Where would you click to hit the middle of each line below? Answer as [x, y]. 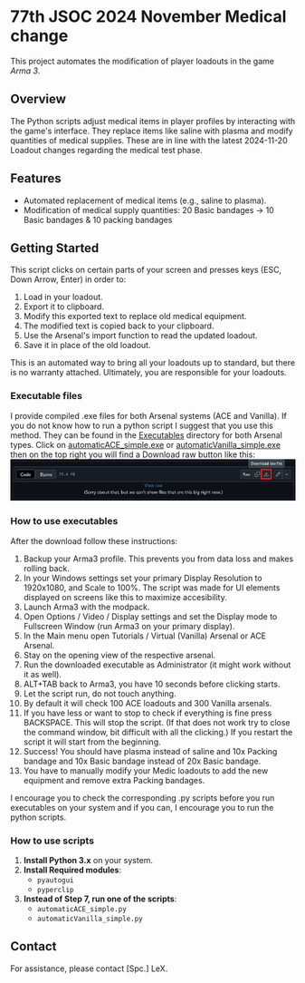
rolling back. [47, 568]
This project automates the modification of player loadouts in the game [143, 61]
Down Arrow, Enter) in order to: [68, 279]
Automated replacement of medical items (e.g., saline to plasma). [145, 200]
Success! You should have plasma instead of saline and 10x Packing [150, 751]
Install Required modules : [72, 870]
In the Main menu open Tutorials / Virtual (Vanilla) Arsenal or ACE [144, 636]
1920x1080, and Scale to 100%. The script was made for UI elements [152, 588]
